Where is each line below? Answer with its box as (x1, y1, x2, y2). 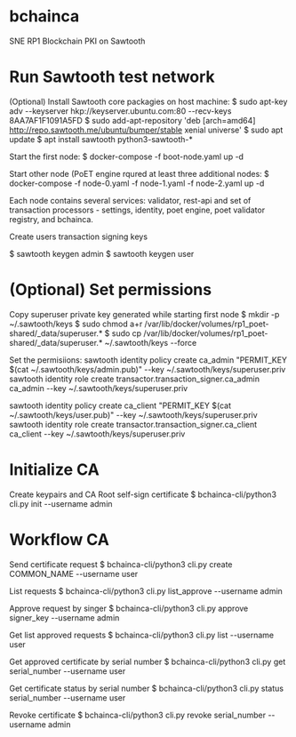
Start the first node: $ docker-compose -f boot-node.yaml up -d (9, 151, 244, 162)
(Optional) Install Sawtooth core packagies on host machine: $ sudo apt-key (9, 96, 288, 107)
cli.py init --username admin (9, 498, 113, 509)
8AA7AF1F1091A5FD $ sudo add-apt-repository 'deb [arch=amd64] (9, 115, 256, 125)
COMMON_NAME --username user (9, 568, 139, 579)
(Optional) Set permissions (9, 280, 212, 300)
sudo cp (111, 327, 142, 339)
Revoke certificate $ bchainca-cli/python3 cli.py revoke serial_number (9, 709, 267, 720)
